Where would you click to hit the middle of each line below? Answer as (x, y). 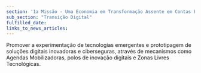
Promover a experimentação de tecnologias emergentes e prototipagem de (99, 45)
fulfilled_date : (26, 23)
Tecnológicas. (23, 64)
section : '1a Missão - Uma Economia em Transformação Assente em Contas (99, 12)
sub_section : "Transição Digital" (49, 17)
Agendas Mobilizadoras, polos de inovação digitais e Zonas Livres (88, 58)
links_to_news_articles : (37, 28)
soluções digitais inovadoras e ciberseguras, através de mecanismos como (99, 52)
